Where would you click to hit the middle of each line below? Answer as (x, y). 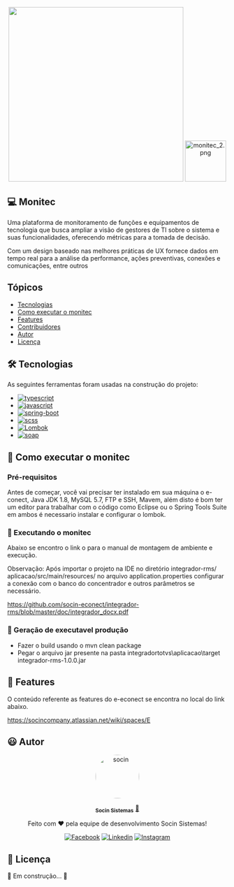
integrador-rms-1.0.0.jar (52, 660)
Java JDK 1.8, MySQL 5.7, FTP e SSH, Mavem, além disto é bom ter (127, 500)
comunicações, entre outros (48, 265)
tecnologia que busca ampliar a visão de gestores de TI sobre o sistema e (114, 230)
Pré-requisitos (32, 477)
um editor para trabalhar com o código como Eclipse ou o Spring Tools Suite (117, 507)
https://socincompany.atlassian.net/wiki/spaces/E (79, 720)
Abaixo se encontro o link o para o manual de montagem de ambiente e (110, 548)
